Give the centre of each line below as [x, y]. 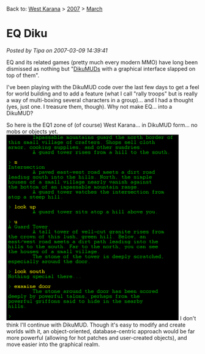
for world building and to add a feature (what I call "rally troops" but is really [102, 94]
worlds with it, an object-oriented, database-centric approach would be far [101, 331]
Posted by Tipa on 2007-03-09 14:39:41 [57, 50]
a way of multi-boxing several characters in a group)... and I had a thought [100, 100]
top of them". [23, 75]
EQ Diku [27, 34]
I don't [188, 318]
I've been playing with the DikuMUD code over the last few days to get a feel [103, 87]
